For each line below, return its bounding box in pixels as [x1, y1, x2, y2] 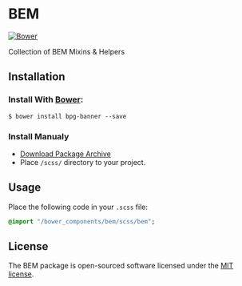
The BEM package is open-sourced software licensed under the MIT [8, 261, 234, 271]
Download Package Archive [19, 149, 112, 159]
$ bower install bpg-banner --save [8, 112, 127, 120]
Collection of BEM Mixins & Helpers [8, 46, 125, 56]
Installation [8, 70, 65, 84]
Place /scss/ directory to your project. [19, 157, 146, 167]
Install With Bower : [8, 94, 84, 105]
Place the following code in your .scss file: [8, 202, 149, 211]
